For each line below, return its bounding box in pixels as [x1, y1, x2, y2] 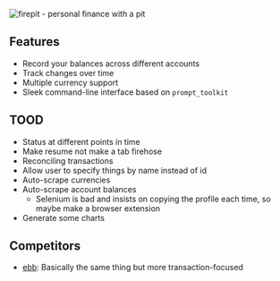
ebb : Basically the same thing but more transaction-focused [21, 262, 244, 273]
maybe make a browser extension [35, 202, 161, 214]
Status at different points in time [21, 136, 140, 147]
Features [9, 34, 60, 49]
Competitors [9, 238, 81, 254]
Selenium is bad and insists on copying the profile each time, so [35, 193, 271, 204]
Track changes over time [21, 67, 115, 78]
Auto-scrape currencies [21, 175, 111, 185]
